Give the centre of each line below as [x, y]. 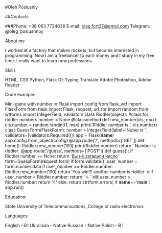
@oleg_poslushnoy [24, 31]
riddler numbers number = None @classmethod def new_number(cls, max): [81, 119]
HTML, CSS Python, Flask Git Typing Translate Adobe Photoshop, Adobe [78, 80]
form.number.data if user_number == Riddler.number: [59, 167]
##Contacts [17, 16]
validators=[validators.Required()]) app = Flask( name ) [59, 135]
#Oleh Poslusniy [22, 7]
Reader [12, 85]
